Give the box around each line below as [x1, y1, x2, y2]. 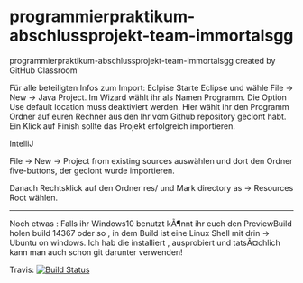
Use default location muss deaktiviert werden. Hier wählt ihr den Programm [9, 101, 289, 112]
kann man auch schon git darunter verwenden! [9, 246, 183, 258]
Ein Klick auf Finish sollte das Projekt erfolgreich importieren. [9, 120, 236, 132]
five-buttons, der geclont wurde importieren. [9, 165, 176, 176]
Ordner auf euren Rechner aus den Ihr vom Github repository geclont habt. [9, 111, 287, 122]
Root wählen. [9, 192, 59, 203]
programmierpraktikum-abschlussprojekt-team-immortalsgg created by [9, 55, 276, 66]
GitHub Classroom [9, 65, 78, 76]
